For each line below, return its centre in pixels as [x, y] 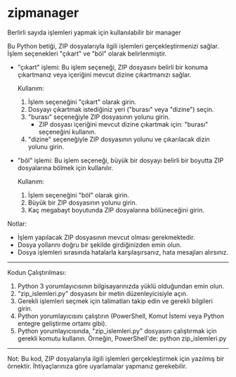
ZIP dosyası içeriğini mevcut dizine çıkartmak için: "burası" [123, 124]
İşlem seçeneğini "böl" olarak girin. [79, 195]
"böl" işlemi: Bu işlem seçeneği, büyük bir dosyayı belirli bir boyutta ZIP [120, 160]
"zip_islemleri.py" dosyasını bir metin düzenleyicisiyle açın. [103, 293]
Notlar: [17, 224]
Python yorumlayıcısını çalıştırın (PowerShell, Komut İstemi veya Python [121, 316]
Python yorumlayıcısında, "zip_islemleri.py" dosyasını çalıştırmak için [117, 331]
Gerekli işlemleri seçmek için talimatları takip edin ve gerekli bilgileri [115, 301]
